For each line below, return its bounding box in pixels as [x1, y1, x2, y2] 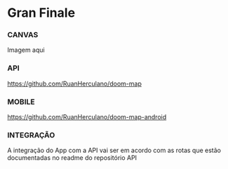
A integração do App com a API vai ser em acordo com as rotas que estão [7, 146, 222, 155]
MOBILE [7, 97, 35, 107]
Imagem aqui [7, 46, 45, 54]
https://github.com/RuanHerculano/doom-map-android [7, 113, 167, 121]
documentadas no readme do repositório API [7, 154, 138, 162]
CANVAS [7, 30, 39, 40]
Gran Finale [7, 5, 76, 21]
